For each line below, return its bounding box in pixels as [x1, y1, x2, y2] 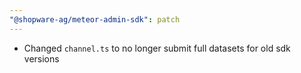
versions [23, 52, 60, 65]
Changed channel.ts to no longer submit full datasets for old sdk [23, 42, 291, 54]
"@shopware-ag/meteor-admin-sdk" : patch [9, 14, 181, 25]
